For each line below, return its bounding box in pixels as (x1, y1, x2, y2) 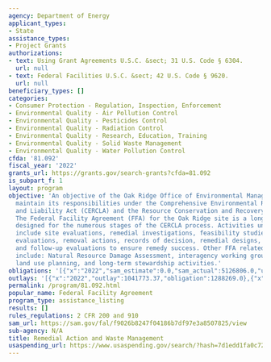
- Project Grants (8, 42, 67, 50)
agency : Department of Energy (8, 11, 110, 20)
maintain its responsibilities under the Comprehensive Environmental (15, 199, 258, 207)
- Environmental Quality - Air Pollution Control (8, 110, 179, 118)
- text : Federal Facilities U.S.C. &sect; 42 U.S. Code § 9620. (8, 72, 229, 80)
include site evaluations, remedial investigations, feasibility (15, 229, 240, 238)
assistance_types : (8, 34, 70, 43)
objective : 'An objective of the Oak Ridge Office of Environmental (8, 191, 244, 200)
